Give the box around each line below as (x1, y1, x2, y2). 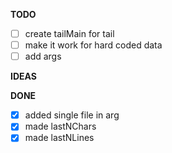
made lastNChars (24, 120, 97, 133)
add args (24, 50, 62, 63)
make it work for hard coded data (24, 39, 163, 51)
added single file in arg (24, 109, 120, 121)
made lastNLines (24, 132, 95, 144)
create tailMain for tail (24, 28, 115, 39)
